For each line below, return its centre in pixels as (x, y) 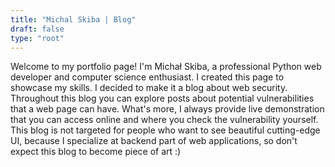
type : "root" (37, 38)
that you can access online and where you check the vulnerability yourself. (164, 120)
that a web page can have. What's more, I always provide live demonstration (167, 109)
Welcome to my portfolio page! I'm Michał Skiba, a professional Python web (166, 67)
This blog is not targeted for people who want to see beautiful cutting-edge (165, 130)
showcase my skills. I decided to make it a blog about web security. (149, 88)
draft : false (37, 29)
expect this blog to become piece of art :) (96, 152)
